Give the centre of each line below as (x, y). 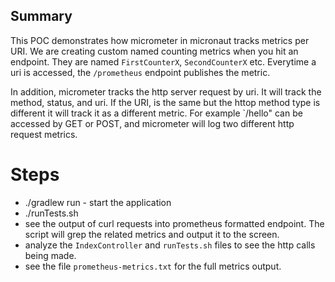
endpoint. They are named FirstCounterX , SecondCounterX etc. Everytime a (163, 61)
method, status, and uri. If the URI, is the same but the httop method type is (165, 102)
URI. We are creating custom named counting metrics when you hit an (154, 51)
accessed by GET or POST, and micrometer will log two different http (152, 123)
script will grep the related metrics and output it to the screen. (152, 234)
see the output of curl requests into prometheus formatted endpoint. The (174, 223)
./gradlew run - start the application (98, 202)
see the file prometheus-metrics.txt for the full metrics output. (153, 266)
